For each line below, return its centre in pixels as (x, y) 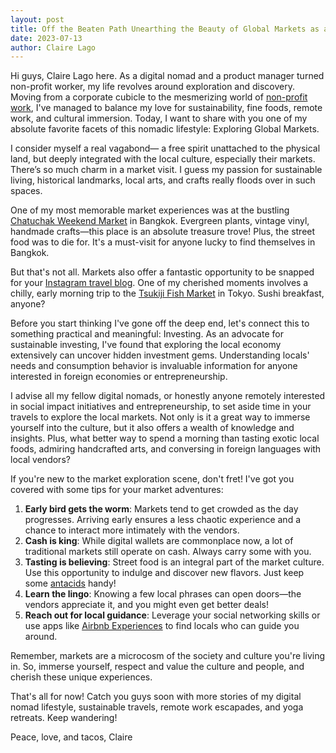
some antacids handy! (70, 583)
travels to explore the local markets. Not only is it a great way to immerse (160, 417)
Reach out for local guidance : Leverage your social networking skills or (172, 615)
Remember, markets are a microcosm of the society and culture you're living (168, 656)
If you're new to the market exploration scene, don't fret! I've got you (152, 479)
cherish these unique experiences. (81, 677)
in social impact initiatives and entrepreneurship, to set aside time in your (161, 407)
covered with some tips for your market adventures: (117, 490)
